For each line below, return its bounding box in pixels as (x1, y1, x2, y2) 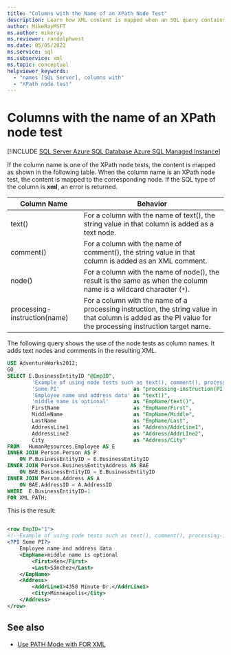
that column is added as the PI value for (83, 313, 212, 323)
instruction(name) (10, 313, 69, 323)
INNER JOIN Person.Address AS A (7, 475, 100, 482)
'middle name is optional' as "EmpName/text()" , (32, 398, 195, 405)
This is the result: (7, 506, 56, 515)
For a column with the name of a (83, 296, 188, 305)
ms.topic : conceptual (7, 61, 69, 68)
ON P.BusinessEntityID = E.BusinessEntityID (19, 455, 149, 463)
